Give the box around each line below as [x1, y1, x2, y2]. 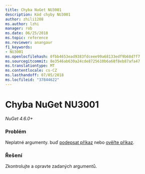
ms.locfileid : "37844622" [5, 77, 59, 82]
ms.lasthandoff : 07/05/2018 [5, 73, 64, 78]
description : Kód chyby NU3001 [5, 12, 71, 17]
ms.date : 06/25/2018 [5, 31, 49, 36]
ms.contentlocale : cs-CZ [5, 68, 57, 73]
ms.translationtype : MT [5, 63, 55, 68]
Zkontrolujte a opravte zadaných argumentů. [5, 163, 97, 169]
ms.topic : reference [5, 36, 49, 41]
